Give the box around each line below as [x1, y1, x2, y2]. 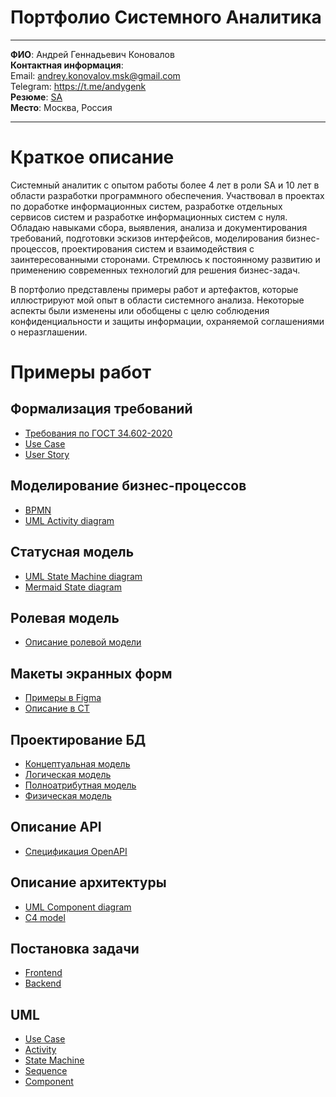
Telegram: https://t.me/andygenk [10, 80, 147, 92]
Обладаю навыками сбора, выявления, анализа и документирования [10, 221, 308, 233]
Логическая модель [24, 768, 112, 780]
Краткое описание [10, 146, 175, 169]
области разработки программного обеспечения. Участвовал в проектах [10, 189, 325, 201]
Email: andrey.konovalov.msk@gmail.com [10, 69, 181, 81]
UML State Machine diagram [24, 570, 143, 582]
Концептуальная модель [24, 757, 131, 770]
